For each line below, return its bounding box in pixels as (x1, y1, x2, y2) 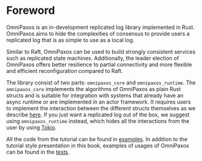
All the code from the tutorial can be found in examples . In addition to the (6, 135, 188, 142)
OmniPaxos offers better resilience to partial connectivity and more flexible (6, 61, 192, 68)
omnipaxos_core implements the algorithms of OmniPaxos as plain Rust (6, 85, 181, 92)
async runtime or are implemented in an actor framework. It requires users (6, 98, 191, 106)
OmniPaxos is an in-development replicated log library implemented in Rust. (6, 24, 195, 31)
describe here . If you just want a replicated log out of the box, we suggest (6, 111, 190, 118)
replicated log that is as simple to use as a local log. (6, 36, 134, 43)
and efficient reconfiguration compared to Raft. (6, 67, 124, 74)
